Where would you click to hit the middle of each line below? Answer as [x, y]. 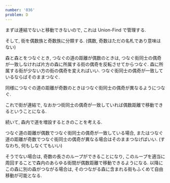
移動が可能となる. [24, 175]
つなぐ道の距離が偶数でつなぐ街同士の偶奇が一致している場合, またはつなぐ [84, 133]
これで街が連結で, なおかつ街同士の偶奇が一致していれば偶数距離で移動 [80, 105]
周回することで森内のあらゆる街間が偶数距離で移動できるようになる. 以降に [84, 163]
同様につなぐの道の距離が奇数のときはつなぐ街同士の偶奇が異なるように [81, 87]
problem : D [17, 15]
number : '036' [20, 10]
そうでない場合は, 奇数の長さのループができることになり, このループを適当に [85, 156]
